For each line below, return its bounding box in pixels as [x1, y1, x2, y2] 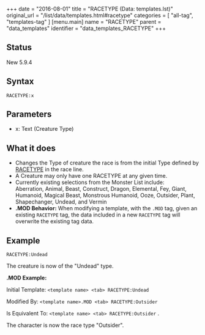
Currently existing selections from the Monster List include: [15, 179, 165, 186]
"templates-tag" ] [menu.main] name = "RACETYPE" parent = [6, 18, 162, 25]
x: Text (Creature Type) [15, 125, 74, 133]
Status [6, 42, 32, 53]
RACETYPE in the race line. [15, 166, 84, 173]
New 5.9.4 [6, 58, 32, 66]
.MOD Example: [6, 274, 47, 282]
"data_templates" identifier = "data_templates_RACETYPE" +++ [6, 24, 166, 32]
